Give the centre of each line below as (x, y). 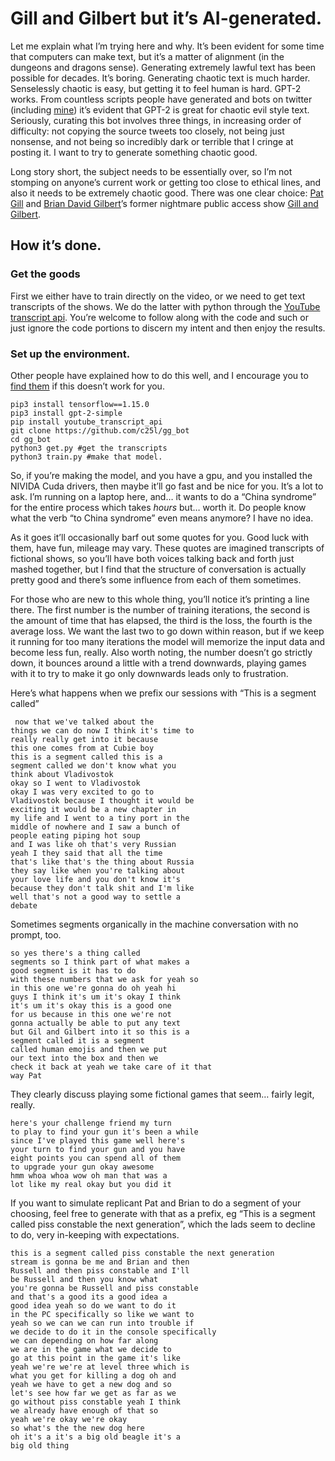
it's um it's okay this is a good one (91, 1005)
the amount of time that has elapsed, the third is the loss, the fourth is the (161, 620)
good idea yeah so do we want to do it (93, 1305)
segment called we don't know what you (93, 765)
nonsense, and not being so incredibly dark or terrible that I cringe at (152, 141)
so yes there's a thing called (75, 953)
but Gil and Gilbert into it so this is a (100, 1032)
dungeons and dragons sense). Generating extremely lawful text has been (163, 67)
